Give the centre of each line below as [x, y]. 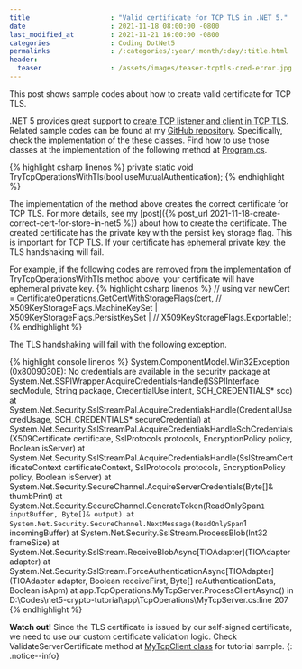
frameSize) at [35, 542]
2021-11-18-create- [245, 213]
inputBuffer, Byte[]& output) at [72, 514]
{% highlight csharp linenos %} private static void [101, 167]
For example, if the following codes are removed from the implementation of [151, 269]
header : [24, 60]
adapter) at [30, 562]
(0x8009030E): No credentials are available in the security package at [140, 371]
